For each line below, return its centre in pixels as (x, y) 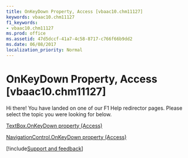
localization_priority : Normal (44, 50)
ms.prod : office (26, 34)
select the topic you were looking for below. (59, 114)
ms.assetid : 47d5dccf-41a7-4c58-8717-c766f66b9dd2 (69, 39)
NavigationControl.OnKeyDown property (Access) (66, 137)
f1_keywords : (22, 22)
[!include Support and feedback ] (45, 149)
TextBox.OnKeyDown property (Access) (54, 126)
